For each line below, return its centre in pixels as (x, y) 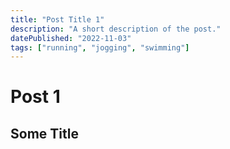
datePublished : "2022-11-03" (71, 38)
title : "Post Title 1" (57, 19)
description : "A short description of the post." (116, 29)
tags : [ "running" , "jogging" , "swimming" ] (100, 47)
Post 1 (35, 97)
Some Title (44, 133)
